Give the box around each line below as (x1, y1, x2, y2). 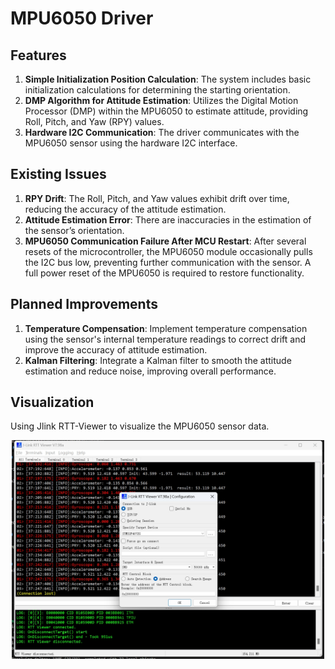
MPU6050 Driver (10, 7, 154, 30)
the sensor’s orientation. (24, 224, 125, 236)
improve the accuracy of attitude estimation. (24, 343, 208, 356)
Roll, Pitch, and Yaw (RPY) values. (24, 116, 165, 127)
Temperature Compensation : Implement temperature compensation (24, 322, 308, 334)
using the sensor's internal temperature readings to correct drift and (24, 333, 306, 345)
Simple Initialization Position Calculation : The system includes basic (24, 73, 312, 85)
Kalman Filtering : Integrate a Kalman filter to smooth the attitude (24, 354, 292, 366)
